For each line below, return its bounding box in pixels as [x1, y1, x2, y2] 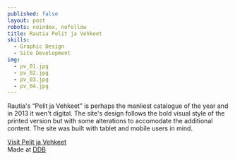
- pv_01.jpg [13, 63, 49, 70]
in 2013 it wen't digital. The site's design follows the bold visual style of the [7, 109, 225, 118]
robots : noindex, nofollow [7, 23, 87, 30]
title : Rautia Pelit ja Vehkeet [7, 30, 102, 37]
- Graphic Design [13, 43, 65, 50]
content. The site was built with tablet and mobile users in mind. [7, 124, 193, 133]
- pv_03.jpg [13, 75, 49, 83]
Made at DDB [7, 145, 46, 154]
